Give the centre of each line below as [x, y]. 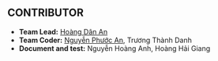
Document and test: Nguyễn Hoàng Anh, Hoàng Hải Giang [115, 48]
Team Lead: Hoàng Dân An [63, 31]
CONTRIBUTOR [46, 13]
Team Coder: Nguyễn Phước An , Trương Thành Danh [105, 40]
